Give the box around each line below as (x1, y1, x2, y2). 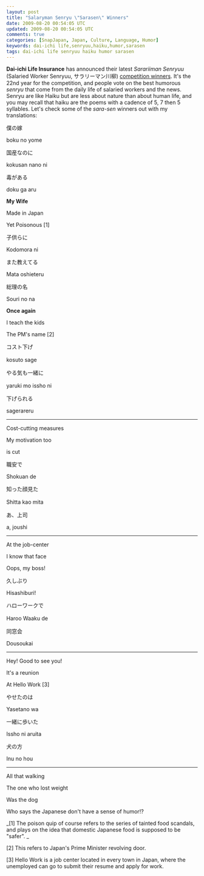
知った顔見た (6, 485, 38, 493)
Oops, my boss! (6, 564, 46, 572)
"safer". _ (6, 832, 29, 839)
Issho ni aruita (6, 730, 42, 737)
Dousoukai (6, 639, 33, 647)
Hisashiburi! (6, 589, 36, 596)
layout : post (6, 9, 39, 15)
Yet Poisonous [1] (6, 221, 50, 228)
